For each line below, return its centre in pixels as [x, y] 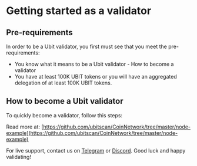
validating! [19, 157]
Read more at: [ [25, 127]
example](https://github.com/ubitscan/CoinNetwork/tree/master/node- [92, 133]
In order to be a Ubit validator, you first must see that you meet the [87, 46]
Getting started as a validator [79, 11]
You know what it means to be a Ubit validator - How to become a [94, 64]
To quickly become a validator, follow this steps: [64, 115]
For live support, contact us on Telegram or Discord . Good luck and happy [96, 150]
